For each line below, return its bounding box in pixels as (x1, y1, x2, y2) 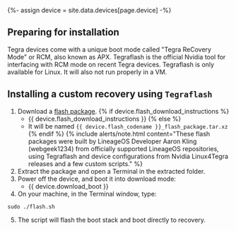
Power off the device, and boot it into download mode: (17, 174, 177, 183)
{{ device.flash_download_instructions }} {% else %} (28, 114, 182, 123)
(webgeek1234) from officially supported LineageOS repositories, (28, 144, 219, 153)
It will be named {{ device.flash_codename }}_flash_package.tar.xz (28, 122, 228, 130)
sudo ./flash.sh (7, 203, 55, 211)
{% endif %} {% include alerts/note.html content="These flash (28, 129, 211, 138)
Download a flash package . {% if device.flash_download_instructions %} (17, 107, 230, 115)
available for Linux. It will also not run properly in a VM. (7, 67, 167, 76)
